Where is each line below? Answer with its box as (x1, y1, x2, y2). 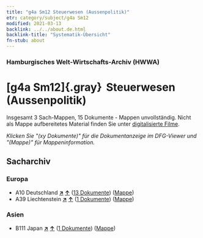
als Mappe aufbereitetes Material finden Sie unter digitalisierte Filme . (6, 120, 180, 128)
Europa (6, 175, 29, 183)
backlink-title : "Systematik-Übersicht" (6, 32, 111, 38)
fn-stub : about (6, 37, 45, 44)
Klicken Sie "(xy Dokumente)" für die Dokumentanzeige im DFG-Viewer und (6, 132, 197, 139)
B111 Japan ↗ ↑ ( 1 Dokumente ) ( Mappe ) (15, 225, 116, 232)
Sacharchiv (6, 156, 51, 167)
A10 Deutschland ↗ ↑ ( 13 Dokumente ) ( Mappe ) (15, 188, 135, 196)
